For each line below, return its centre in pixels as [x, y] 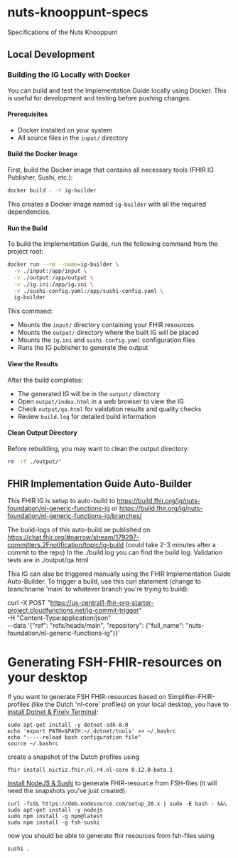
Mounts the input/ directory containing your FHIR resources [106, 325]
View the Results [33, 363]
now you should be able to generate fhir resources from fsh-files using [111, 836]
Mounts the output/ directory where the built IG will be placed [108, 333]
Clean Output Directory [43, 433]
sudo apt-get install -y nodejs [55, 810]
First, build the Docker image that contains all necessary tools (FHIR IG [111, 170]
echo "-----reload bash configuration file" [74, 738]
